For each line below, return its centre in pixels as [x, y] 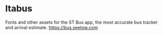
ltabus [19, 9]
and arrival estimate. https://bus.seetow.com [52, 27]
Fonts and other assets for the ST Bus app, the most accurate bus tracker [82, 22]
